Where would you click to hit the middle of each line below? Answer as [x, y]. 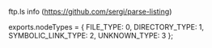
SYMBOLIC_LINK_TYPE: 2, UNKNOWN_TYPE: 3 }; [91, 36]
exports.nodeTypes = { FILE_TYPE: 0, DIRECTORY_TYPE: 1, [106, 27]
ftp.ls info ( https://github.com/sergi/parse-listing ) [90, 12]
